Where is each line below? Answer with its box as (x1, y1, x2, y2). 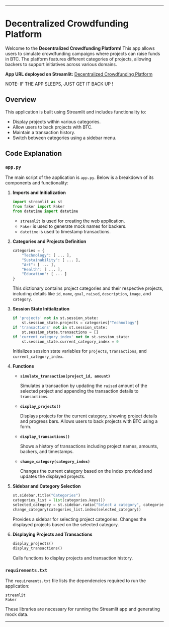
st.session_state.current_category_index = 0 (22, 339, 119, 344)
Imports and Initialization (12, 190, 66, 196)
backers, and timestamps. (20, 449, 74, 455)
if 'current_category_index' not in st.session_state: (12, 334, 130, 339)
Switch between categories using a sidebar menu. (12, 135, 117, 141)
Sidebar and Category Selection (12, 483, 81, 489)
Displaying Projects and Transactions (12, 531, 93, 537)
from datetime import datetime (12, 209, 78, 214)
